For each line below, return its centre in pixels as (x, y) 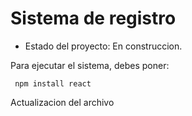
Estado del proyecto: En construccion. (103, 46)
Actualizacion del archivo (62, 102)
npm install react (53, 83)
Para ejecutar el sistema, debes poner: (90, 65)
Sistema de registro (93, 18)
